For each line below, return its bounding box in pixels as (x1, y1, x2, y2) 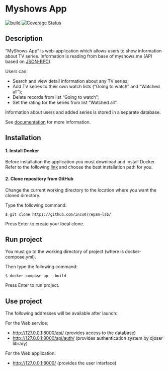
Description (5, 34, 43, 43)
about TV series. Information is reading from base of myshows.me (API (5, 53, 152, 59)
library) (12, 341, 28, 347)
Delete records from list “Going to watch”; (12, 94, 99, 100)
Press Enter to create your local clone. (5, 220, 85, 227)
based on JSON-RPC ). (5, 58, 52, 65)
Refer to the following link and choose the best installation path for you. (5, 164, 153, 170)
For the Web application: (5, 350, 56, 356)
